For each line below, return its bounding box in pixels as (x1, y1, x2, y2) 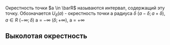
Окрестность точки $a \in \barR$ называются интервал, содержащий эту (5, 5, 165, 11)
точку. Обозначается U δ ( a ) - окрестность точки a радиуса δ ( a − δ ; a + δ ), (5, 10, 165, 17)
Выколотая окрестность (5, 32, 88, 40)
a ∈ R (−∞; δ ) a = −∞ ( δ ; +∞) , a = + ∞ (5, 17, 85, 23)
